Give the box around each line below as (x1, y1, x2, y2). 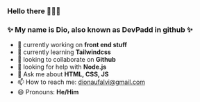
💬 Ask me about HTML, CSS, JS (17, 70, 109, 78)
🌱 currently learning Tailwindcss (17, 48, 111, 56)
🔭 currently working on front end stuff (17, 41, 127, 49)
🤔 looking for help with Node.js (17, 62, 107, 71)
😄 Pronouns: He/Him (17, 88, 79, 96)
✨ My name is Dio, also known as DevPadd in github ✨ (7, 24, 193, 34)
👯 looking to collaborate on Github (17, 56, 116, 64)
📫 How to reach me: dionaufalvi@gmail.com (17, 78, 146, 86)
